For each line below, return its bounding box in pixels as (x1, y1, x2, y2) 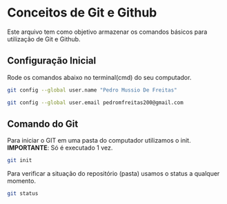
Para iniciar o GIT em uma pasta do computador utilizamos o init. (7, 136, 191, 145)
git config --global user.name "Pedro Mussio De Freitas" (7, 86, 177, 94)
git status (7, 190, 39, 197)
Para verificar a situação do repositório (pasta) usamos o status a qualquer (7, 170, 220, 178)
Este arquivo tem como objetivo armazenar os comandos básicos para (7, 28, 208, 36)
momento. (7, 177, 37, 185)
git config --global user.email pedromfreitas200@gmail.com (7, 99, 184, 106)
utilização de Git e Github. (7, 34, 81, 43)
